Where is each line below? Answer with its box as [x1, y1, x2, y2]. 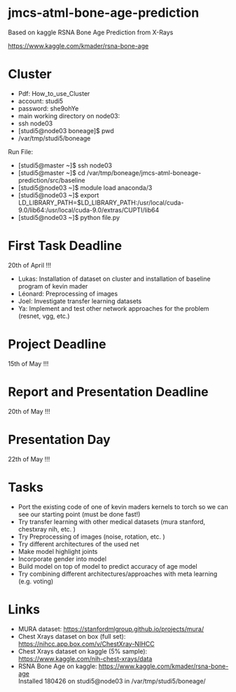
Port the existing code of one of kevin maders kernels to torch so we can [18, 502, 228, 511]
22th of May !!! [8, 455, 50, 463]
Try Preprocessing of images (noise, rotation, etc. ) [18, 532, 165, 541]
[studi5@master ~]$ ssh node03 [18, 161, 113, 169]
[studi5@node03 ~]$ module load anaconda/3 [18, 184, 153, 192]
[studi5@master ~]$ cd [18, 168, 86, 177]
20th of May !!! [8, 407, 51, 415]
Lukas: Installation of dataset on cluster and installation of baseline [18, 275, 211, 283]
